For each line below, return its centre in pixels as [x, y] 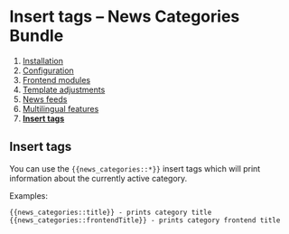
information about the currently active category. [98, 178]
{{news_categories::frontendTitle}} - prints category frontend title [145, 220]
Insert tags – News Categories [125, 17]
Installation [43, 61]
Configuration [48, 70]
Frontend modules [56, 80]
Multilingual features [61, 108]
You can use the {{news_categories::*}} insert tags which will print [135, 168]
